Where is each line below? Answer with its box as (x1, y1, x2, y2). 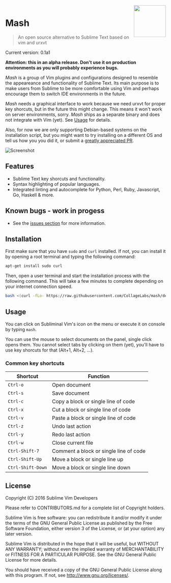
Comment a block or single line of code (51, 448, 146, 455)
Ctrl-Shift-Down (8, 465, 47, 471)
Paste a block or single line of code (51, 415, 136, 422)
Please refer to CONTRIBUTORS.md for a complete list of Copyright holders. (5, 505, 165, 511)
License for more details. (5, 557, 58, 563)
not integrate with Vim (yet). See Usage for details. (5, 116, 111, 123)
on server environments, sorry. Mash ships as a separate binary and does (5, 111, 160, 118)
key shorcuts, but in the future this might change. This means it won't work (5, 106, 162, 112)
